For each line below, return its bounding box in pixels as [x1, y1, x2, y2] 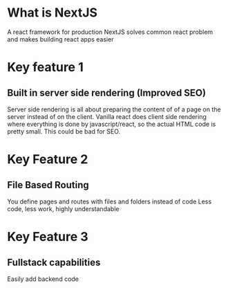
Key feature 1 [7, 60, 84, 75]
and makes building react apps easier [7, 35, 114, 43]
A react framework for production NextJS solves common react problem [7, 28, 213, 36]
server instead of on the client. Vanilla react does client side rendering [7, 112, 207, 120]
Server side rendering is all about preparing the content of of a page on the [7, 105, 221, 114]
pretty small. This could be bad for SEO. [7, 127, 121, 136]
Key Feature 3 [7, 229, 88, 245]
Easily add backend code [7, 275, 79, 283]
